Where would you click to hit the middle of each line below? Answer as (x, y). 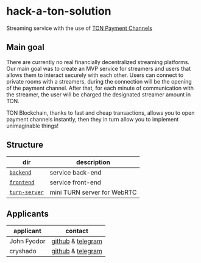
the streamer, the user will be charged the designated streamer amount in (98, 94)
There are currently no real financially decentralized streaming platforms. (98, 62)
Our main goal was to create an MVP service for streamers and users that (98, 68)
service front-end (76, 182)
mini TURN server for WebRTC (93, 192)
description (93, 162)
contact (77, 231)
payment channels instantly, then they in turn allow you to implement (93, 119)
